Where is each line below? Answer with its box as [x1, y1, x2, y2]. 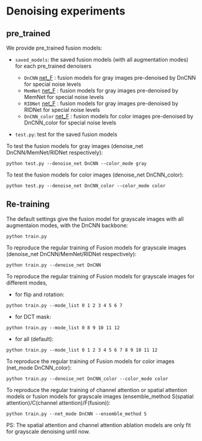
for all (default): [14, 335, 54, 343]
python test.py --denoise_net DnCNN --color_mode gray [6, 161, 147, 167]
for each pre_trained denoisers [14, 62, 92, 69]
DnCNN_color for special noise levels [24, 119, 116, 126]
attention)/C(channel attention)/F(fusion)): [6, 399, 111, 406]
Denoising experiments [6, 4, 125, 18]
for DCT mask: [14, 313, 51, 320]
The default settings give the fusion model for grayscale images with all [6, 215, 184, 222]
